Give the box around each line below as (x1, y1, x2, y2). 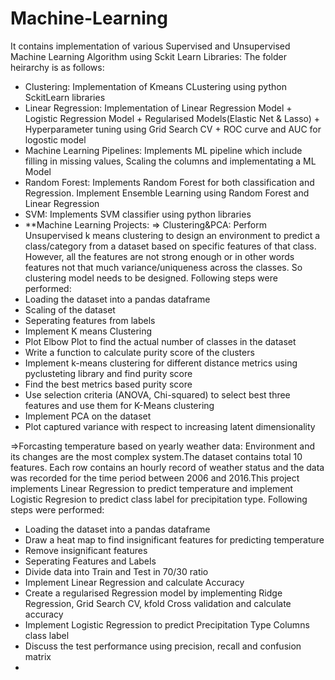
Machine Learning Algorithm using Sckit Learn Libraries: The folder (10, 50, 287, 62)
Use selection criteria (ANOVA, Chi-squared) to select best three (24, 388, 291, 401)
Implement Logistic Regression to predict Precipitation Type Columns (24, 618, 310, 631)
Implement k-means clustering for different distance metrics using (24, 357, 298, 369)
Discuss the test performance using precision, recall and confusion (24, 640, 302, 652)
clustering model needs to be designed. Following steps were (24, 272, 278, 284)
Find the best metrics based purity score (24, 378, 193, 390)
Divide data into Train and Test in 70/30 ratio (24, 565, 209, 577)
